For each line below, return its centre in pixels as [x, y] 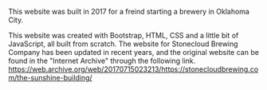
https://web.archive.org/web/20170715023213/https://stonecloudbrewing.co [133, 69]
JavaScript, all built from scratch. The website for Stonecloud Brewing [123, 44]
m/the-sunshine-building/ [51, 78]
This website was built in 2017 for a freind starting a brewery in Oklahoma [129, 12]
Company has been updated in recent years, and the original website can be [133, 52]
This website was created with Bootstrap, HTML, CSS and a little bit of [124, 35]
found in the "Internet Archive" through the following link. [102, 61]
